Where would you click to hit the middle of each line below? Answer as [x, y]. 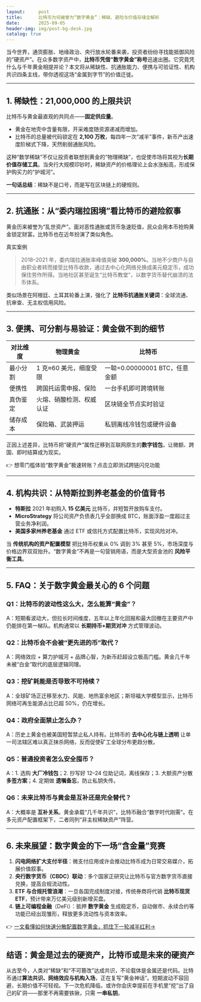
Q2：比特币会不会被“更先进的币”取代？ [63, 642]
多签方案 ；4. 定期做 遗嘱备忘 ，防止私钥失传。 [63, 780]
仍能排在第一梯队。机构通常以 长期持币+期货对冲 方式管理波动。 [86, 626]
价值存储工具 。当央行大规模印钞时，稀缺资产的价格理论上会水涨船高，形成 [98, 164]
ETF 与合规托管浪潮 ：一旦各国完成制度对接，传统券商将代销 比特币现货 [102, 892]
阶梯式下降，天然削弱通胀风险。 [60, 144]
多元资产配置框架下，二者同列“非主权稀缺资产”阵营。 [71, 819]
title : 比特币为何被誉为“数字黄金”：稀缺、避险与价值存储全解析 [83, 17]
